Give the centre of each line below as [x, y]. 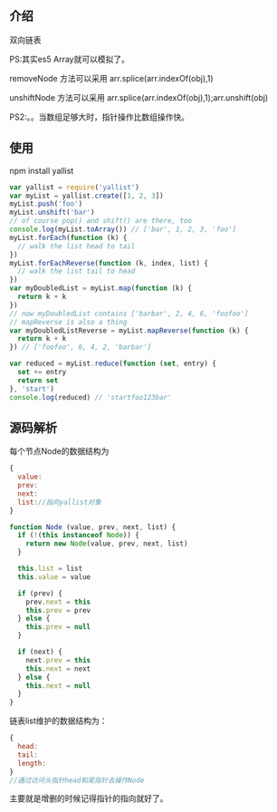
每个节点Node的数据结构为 [59, 451]
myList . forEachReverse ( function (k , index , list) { [109, 263]
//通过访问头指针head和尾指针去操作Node [77, 780]
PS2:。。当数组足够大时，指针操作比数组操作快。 [100, 117]
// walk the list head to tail [76, 246]
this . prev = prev [58, 610]
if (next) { [40, 652]
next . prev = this [58, 660]
